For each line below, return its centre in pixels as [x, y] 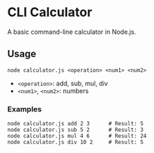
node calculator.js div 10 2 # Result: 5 [75, 142]
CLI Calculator [50, 12]
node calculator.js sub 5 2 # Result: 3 [75, 130]
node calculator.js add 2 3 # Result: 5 [75, 124]
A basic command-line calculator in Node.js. [72, 32]
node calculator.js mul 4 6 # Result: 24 [77, 136]
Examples [25, 109]
